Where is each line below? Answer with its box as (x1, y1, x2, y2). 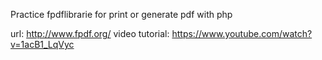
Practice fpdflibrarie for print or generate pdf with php (10, 9, 233, 20)
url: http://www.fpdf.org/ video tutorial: (10, 28, 170, 39)
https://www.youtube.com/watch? (171, 28, 313, 39)
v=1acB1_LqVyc (10, 39, 75, 50)
